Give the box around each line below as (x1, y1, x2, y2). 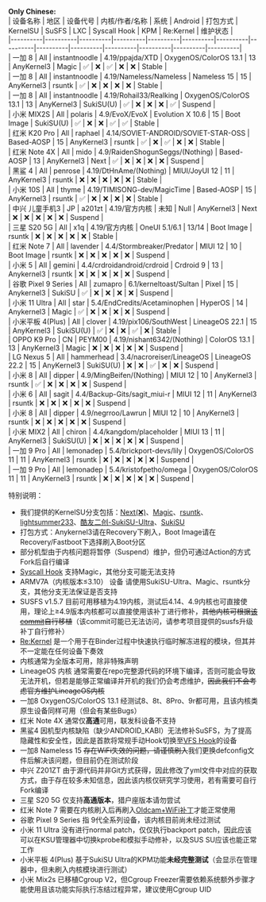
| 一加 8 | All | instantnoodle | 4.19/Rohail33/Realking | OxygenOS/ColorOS (8, 91, 250, 100)
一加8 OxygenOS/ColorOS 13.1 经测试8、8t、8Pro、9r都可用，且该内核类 (19, 696, 258, 705)
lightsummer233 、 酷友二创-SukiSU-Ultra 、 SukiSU (19, 518, 185, 526)
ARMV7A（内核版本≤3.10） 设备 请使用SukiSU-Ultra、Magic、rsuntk (19, 577, 244, 586)
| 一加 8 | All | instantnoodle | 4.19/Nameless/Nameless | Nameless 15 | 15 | (8, 71, 252, 81)
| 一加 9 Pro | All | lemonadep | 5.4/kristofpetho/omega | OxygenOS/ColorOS (8, 464, 259, 474)
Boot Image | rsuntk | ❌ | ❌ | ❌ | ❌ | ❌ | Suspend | (8, 250, 170, 260)
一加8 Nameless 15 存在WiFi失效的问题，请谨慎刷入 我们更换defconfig (19, 746, 248, 755)
